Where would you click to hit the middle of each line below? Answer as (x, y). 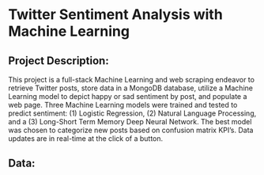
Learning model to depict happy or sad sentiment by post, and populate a (128, 96)
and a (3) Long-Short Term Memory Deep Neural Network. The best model (130, 122)
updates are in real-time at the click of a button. (86, 139)
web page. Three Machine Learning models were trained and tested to (123, 105)
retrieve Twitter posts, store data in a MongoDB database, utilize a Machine (130, 88)
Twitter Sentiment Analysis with (115, 15)
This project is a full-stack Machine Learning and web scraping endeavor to (132, 80)
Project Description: (58, 61)
